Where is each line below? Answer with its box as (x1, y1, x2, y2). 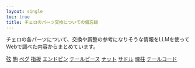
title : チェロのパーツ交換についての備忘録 (6, 19, 98, 25)
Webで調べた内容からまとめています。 (6, 43, 99, 50)
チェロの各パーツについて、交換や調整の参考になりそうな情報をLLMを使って (6, 36, 190, 43)
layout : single (6, 8, 43, 15)
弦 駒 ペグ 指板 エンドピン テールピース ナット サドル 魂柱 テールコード (6, 56, 177, 63)
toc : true (6, 14, 30, 20)
